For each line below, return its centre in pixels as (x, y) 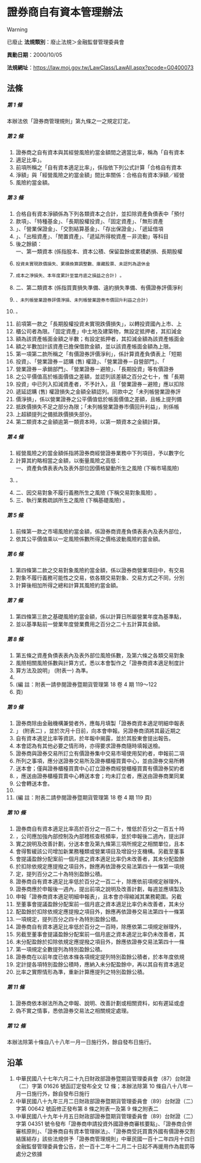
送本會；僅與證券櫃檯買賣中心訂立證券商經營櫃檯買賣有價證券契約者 (100, 769)
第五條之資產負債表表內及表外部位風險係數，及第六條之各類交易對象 (100, 655)
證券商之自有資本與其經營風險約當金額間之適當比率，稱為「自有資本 (100, 153)
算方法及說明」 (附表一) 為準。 (53, 670)
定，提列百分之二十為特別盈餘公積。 (60, 874)
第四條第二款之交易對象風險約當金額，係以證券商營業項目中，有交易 (100, 570)
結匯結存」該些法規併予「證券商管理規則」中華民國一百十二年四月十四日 (105, 1139)
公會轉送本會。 (34, 784)
